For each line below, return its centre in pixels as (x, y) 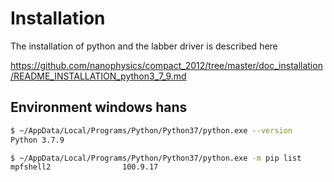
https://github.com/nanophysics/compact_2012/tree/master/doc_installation (166, 65)
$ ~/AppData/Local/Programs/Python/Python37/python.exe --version (151, 130)
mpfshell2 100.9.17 (84, 167)
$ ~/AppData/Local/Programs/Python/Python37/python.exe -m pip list (156, 158)
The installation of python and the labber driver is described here (144, 46)
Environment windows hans (99, 107)
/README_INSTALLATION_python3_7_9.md (98, 76)
